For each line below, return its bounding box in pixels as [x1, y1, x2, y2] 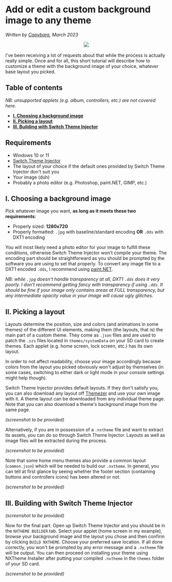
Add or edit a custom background [5, 4, 151, 15]
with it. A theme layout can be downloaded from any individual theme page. [5, 396, 165, 402]
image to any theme [5, 14, 91, 26]
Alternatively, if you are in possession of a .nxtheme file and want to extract [5, 427, 164, 433]
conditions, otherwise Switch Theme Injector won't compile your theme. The [5, 250, 167, 256]
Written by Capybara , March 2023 [5, 31, 79, 38]
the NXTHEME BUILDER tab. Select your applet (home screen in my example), [5, 528, 163, 534]
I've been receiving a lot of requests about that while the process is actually [5, 52, 165, 58]
